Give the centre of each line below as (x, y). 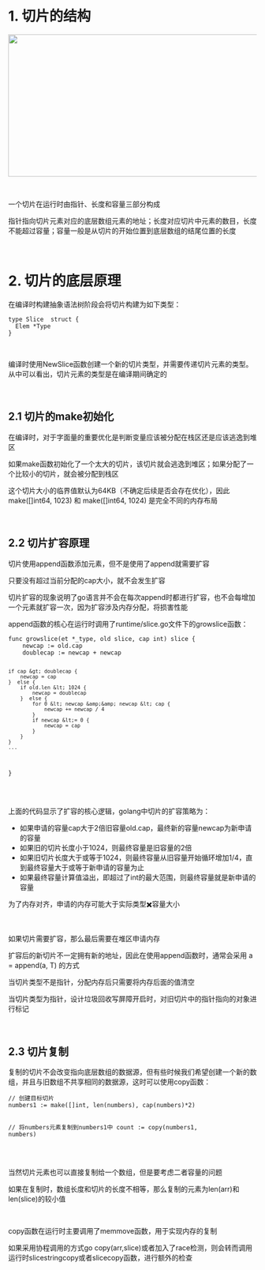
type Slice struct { (44, 319)
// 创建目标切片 (31, 1099)
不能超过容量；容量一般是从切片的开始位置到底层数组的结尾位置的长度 (122, 231)
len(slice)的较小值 (37, 1199)
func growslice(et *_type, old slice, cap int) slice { (102, 639)
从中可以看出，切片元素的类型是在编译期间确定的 (88, 374)
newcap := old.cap (52, 646)
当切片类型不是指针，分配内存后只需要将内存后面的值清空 (101, 982)
